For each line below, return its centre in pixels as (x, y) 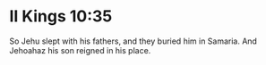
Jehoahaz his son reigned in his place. (80, 50)
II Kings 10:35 (61, 16)
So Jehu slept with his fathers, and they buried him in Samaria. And (133, 41)
